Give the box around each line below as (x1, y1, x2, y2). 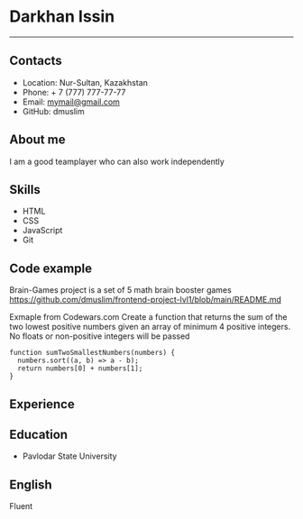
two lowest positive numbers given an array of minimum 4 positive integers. (9, 322, 291, 332)
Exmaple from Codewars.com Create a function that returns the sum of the (9, 312, 288, 323)
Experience (9, 396, 75, 412)
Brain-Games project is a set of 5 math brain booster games (9, 285, 232, 296)
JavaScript (22, 225, 63, 236)
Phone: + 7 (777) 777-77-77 (22, 86, 126, 97)
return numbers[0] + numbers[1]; (17, 364, 143, 373)
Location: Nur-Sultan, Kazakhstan (22, 77, 149, 87)
